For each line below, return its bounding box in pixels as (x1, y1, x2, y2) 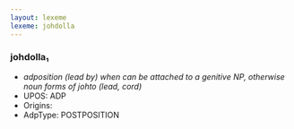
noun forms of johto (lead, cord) (22, 81, 143, 91)
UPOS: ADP (22, 90, 66, 101)
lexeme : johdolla (10, 21, 75, 30)
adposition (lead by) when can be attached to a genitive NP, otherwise (22, 71, 285, 82)
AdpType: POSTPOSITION (22, 109, 120, 120)
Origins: (22, 99, 53, 110)
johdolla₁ (10, 51, 49, 64)
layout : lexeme (10, 13, 67, 22)
